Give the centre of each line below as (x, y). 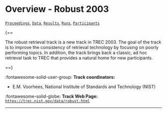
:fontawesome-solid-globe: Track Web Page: (51, 96)
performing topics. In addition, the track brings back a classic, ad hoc (76, 53)
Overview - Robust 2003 (57, 9)
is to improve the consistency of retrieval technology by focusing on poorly (82, 47)
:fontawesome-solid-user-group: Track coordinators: (60, 77)
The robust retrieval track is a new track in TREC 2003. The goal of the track (83, 42)
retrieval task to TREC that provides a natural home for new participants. (79, 57)
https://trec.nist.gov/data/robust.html (48, 101)
